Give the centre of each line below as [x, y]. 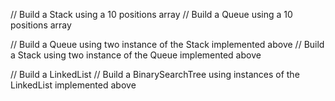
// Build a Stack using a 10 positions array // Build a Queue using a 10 [151, 14]
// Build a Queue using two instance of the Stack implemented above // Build [167, 44]
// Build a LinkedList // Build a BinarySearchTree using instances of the [155, 74]
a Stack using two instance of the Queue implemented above [136, 55]
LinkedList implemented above [73, 85]
